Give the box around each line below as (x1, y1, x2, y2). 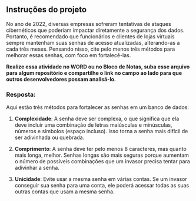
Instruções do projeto (6, 5, 87, 15)
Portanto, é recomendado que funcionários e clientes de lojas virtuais (6, 32, 175, 40)
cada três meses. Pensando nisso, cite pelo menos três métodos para (6, 45, 175, 52)
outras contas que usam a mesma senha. (14, 188, 115, 195)
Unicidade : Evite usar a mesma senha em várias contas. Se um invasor (14, 176, 187, 183)
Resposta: (6, 90, 36, 98)
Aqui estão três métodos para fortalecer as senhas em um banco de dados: (6, 104, 190, 111)
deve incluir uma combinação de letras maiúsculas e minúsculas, (14, 121, 172, 128)
